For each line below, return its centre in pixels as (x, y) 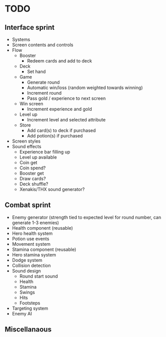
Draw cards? (33, 179)
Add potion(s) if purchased (55, 136)
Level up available (38, 157)
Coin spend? (32, 168)
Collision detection (31, 265)
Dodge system (27, 260)
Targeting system (30, 308)
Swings (27, 292)
